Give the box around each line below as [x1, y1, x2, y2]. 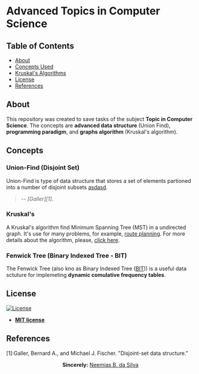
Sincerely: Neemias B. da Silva [62, 361, 139, 368]
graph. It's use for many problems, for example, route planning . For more [6, 230, 185, 237]
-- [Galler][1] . [20, 195, 54, 202]
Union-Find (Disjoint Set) [6, 164, 80, 172]
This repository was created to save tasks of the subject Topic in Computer [6, 115, 193, 122]
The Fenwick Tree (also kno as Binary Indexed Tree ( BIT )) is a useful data [6, 265, 187, 272]
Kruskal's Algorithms [14, 70, 66, 76]
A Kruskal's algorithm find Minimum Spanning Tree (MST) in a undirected [6, 224, 186, 231]
